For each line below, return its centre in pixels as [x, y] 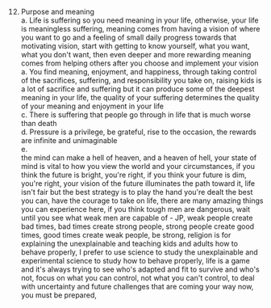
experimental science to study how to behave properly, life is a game [135, 261]
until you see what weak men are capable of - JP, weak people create [137, 218]
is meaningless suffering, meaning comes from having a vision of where [140, 29]
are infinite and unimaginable [69, 140]
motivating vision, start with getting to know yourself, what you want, [135, 46]
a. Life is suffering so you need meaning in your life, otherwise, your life [140, 20]
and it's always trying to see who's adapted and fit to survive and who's [140, 269]
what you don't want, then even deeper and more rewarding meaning [136, 55]
